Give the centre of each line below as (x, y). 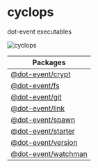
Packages (49, 62)
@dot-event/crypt (41, 74)
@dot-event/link (38, 108)
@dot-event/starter (43, 131)
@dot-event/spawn (43, 120)
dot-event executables (39, 31)
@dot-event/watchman (49, 153)
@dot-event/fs (35, 85)
